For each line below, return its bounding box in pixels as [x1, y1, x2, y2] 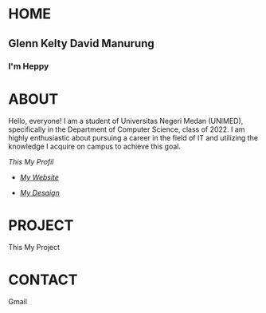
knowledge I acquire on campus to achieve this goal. [8, 141, 182, 152]
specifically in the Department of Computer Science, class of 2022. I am [8, 125, 245, 134]
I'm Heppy [8, 61, 49, 72]
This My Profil [8, 157, 54, 167]
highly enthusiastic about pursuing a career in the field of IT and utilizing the [8, 133, 259, 143]
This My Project [8, 243, 61, 252]
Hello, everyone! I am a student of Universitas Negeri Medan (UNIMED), [8, 117, 244, 126]
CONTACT [8, 271, 78, 288]
